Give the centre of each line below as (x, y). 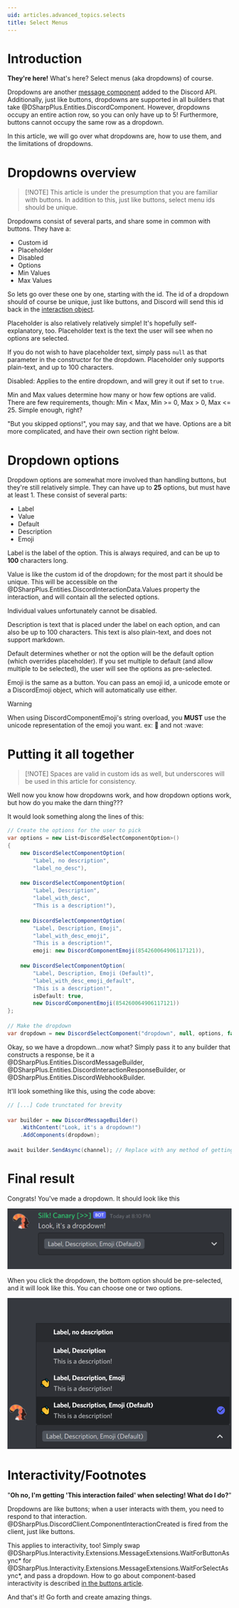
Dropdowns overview (72, 173)
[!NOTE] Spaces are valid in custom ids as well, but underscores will (125, 774)
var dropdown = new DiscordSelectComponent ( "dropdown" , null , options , (116, 1033)
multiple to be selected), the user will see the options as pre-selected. (110, 669)
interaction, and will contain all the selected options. (84, 597)
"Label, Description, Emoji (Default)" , (94, 973)
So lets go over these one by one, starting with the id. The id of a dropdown (118, 294)
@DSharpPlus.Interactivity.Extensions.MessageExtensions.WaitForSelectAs (118, 1568)
